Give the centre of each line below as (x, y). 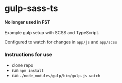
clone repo (22, 65)
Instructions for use (28, 55)
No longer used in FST (27, 22)
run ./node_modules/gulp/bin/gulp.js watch (56, 75)
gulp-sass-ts (31, 8)
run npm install (28, 70)
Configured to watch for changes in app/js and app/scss (61, 42)
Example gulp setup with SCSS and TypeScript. (52, 33)
